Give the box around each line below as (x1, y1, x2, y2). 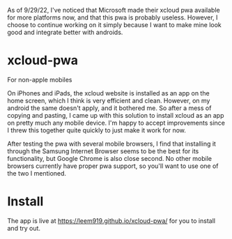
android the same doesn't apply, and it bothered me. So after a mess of (7, 104, 212, 112)
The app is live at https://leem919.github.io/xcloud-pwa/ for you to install (7, 216, 216, 225)
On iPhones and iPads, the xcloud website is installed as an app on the (7, 88, 210, 97)
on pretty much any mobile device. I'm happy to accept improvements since (7, 118, 225, 127)
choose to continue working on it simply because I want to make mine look (7, 21, 222, 29)
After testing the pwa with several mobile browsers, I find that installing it (7, 139, 216, 148)
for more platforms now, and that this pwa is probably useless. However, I (7, 13, 218, 22)
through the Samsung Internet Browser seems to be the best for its (7, 146, 199, 155)
